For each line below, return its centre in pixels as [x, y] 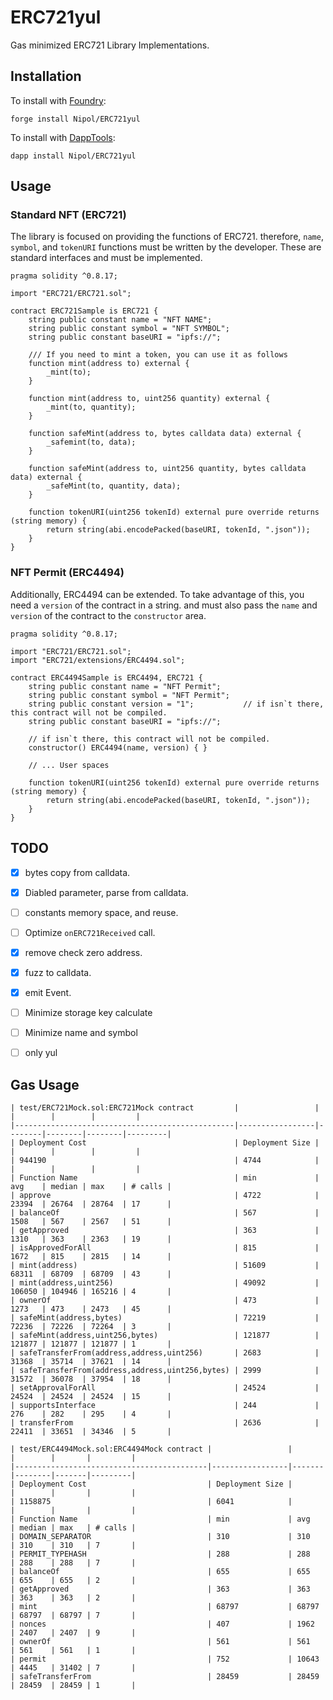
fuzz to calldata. [58, 972]
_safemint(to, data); [91, 442]
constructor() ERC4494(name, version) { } [118, 747]
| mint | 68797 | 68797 [165, 1606]
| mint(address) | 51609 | [165, 1265]
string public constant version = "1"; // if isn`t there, [176, 704]
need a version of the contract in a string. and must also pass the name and [164, 605]
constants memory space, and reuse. [101, 912]
